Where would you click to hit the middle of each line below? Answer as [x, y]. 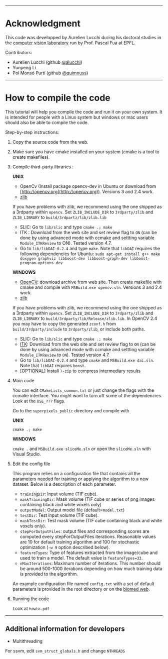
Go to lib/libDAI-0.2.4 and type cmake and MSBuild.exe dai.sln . [87, 360]
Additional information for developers [65, 629]
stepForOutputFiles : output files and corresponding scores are [84, 531]
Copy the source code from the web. [50, 142]
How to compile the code [58, 98]
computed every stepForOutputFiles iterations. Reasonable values [88, 536]
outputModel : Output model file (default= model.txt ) [72, 510]
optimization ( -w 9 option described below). [65, 547]
